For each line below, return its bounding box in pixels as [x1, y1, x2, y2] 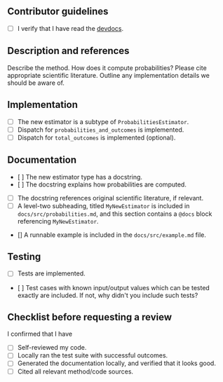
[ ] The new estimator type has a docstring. [17, 172, 142, 181]
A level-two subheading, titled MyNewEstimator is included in [17, 201, 190, 210]
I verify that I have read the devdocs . [17, 24, 124, 32]
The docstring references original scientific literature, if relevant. [17, 193, 204, 202]
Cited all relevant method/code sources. [17, 367, 134, 376]
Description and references [7, 45, 130, 57]
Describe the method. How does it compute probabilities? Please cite [7, 63, 207, 72]
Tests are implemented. [17, 269, 86, 278]
